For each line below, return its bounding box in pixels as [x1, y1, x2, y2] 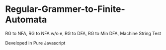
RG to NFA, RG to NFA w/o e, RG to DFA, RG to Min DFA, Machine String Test [5, 30, 162, 36]
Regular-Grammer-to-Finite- [5, 3, 125, 15]
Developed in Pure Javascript [5, 40, 66, 46]
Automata [5, 14, 47, 25]
